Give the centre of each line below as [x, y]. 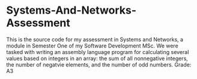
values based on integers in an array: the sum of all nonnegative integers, [97, 58]
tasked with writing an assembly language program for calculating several [98, 52]
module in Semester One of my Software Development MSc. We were [92, 46]
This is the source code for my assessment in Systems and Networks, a [95, 39]
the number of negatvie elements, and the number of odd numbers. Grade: [99, 64]
